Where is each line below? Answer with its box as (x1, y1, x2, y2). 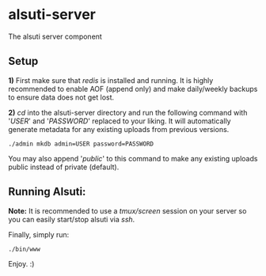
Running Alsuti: (8, 185, 86, 198)
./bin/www (8, 245, 41, 253)
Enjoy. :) (8, 259, 35, 268)
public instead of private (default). (8, 162, 120, 172)
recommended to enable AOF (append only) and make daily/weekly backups (8, 84, 258, 93)
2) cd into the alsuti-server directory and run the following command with (8, 108, 248, 117)
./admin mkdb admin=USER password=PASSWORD (8, 140, 154, 148)
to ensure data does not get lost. (8, 93, 115, 102)
